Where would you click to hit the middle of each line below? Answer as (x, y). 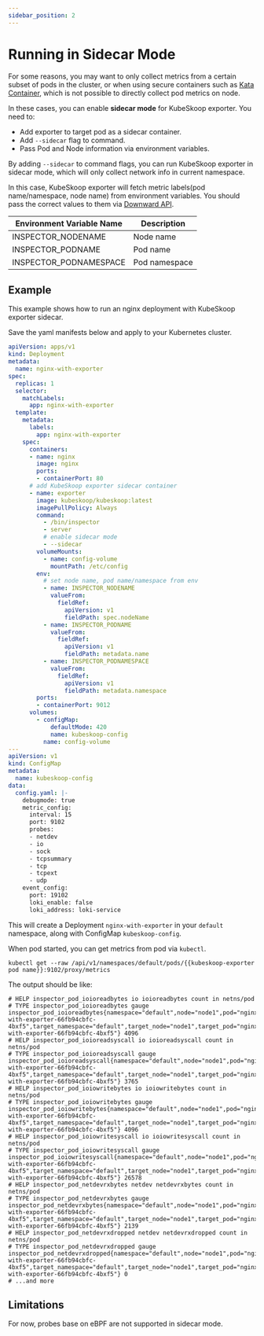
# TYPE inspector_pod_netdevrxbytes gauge (79, 1198)
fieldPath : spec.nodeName (106, 617)
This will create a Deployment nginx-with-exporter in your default (116, 925)
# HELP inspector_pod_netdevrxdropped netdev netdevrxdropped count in (128, 1233)
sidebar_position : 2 (42, 15)
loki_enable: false (60, 902)
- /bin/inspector (71, 523)
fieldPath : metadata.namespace (115, 690)
